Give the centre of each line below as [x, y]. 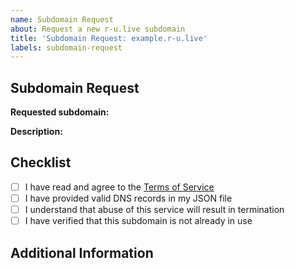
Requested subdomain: [60, 112]
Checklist [41, 162]
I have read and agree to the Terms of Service [119, 187]
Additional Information [82, 252]
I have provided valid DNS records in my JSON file [128, 198]
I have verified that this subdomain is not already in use [138, 221]
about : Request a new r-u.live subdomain [98, 29]
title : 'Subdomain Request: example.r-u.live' [109, 38]
